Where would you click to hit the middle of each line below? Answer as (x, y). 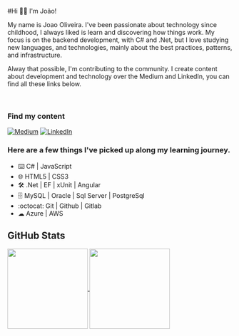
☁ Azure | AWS (40, 213)
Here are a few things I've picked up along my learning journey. (119, 150)
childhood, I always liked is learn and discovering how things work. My (111, 32)
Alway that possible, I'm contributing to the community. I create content (112, 69)
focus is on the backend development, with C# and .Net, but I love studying (118, 40)
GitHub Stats (36, 235)
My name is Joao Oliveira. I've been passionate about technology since (112, 25)
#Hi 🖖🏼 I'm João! (32, 11)
